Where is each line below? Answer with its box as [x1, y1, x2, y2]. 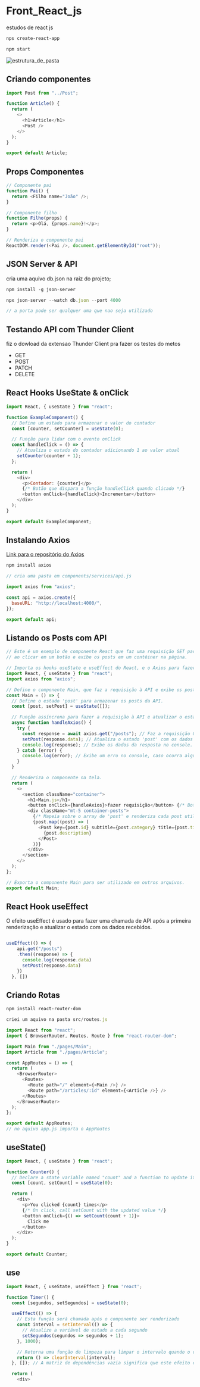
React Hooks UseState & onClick [6, 388, 129, 398]
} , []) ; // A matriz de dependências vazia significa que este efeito [11, 1360, 190, 1366]
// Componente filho [6, 210, 58, 215]
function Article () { [6, 101, 60, 107]
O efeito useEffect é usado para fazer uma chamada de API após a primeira [6, 917, 192, 924]
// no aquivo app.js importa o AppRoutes [6, 1126, 111, 1132]
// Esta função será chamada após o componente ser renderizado [17, 1316, 180, 1322]
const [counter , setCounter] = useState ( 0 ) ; [11, 426, 124, 432]
